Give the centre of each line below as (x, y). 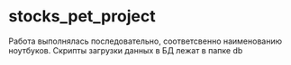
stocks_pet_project (82, 16)
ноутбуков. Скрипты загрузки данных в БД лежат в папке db (126, 50)
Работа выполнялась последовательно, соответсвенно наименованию (145, 41)
